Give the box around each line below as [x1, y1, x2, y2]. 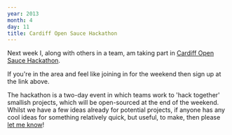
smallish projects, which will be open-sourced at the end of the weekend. [7, 99, 219, 107]
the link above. [7, 78, 50, 86]
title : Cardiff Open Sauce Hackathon [7, 29, 118, 37]
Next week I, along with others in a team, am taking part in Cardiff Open [7, 49, 214, 57]
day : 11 [7, 23, 30, 30]
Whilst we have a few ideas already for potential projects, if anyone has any [7, 106, 226, 114]
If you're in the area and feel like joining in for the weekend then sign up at [7, 70, 221, 78]
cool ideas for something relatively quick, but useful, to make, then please [7, 113, 221, 122]
